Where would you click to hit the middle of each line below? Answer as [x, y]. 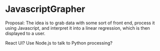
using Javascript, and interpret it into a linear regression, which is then [77, 28]
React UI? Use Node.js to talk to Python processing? [59, 43]
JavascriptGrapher [45, 9]
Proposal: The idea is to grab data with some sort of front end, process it [80, 23]
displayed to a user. [25, 33]
